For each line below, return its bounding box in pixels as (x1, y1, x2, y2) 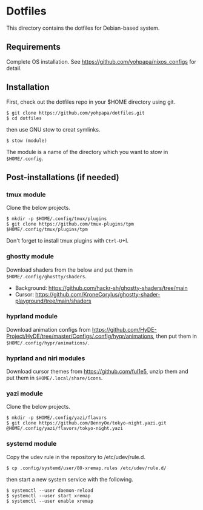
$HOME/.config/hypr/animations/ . (6, 338, 90, 346)
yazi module (6, 389, 44, 398)
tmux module (6, 190, 47, 198)
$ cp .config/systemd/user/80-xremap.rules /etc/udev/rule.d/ (6, 465, 167, 471)
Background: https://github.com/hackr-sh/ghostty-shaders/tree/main (15, 284, 188, 292)
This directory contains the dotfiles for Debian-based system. (6, 24, 160, 32)
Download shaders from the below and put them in (6, 266, 133, 273)
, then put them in (153, 332, 197, 340)
